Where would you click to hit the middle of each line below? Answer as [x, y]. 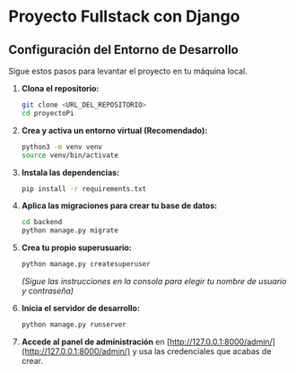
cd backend [42, 222]
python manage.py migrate [70, 230]
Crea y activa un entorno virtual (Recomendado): [114, 130]
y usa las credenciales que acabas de [202, 351]
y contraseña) [47, 291]
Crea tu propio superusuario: [76, 247]
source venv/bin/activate [70, 155]
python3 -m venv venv [62, 147]
